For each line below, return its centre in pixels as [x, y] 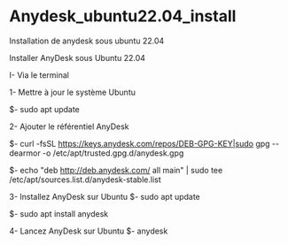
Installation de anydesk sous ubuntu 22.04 [87, 41]
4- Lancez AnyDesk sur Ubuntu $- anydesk [89, 231]
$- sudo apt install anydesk [59, 213]
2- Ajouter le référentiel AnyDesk [70, 126]
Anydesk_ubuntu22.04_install [123, 16]
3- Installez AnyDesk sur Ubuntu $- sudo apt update [105, 196]
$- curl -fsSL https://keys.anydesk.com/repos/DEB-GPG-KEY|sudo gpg [140, 143]
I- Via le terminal [39, 75]
